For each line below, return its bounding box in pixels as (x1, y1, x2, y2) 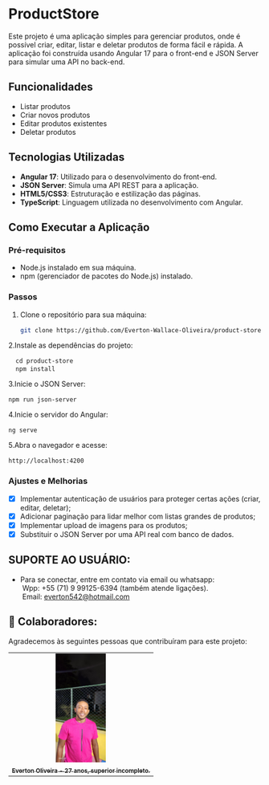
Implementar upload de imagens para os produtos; (19, 520, 188, 530)
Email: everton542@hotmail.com (22, 592, 130, 601)
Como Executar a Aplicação (8, 220, 150, 234)
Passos (8, 291, 38, 303)
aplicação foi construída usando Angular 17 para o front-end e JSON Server (8, 48, 259, 58)
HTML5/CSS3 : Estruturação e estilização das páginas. (19, 189, 201, 198)
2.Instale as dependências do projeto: (8, 340, 133, 350)
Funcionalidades (8, 80, 94, 94)
